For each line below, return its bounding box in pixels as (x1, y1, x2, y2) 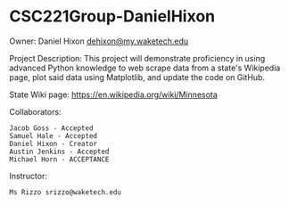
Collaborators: (9, 106, 62, 117)
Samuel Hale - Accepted (9, 131, 98, 140)
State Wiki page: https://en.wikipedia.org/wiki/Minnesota (9, 89, 219, 100)
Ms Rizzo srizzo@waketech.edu (9, 187, 122, 197)
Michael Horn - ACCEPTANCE (9, 154, 110, 164)
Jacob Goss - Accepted (9, 123, 94, 133)
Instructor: (9, 170, 47, 181)
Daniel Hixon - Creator (9, 139, 98, 148)
